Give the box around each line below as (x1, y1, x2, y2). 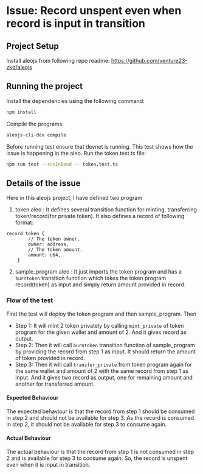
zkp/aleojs (6, 63, 32, 71)
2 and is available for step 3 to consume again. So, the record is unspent (6, 455, 188, 462)
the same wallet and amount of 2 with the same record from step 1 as (15, 367, 188, 375)
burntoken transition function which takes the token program (15, 275, 167, 282)
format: (15, 219, 34, 226)
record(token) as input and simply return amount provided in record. (15, 281, 186, 288)
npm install (6, 109, 36, 115)
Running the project (6, 81, 83, 91)
